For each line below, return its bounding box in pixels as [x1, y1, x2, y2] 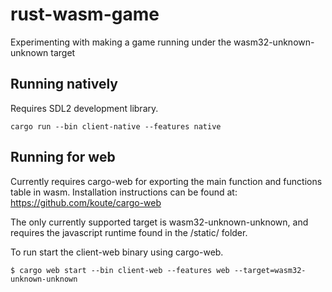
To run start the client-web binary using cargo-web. [10, 246, 224, 258]
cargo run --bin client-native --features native [10, 121, 222, 132]
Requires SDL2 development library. [10, 102, 159, 114]
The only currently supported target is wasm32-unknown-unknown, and [10, 216, 309, 228]
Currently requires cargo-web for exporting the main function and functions [10, 175, 323, 187]
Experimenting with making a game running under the [10, 36, 232, 48]
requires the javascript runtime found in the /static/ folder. [10, 226, 248, 238]
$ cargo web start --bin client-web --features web [10, 265, 230, 275]
